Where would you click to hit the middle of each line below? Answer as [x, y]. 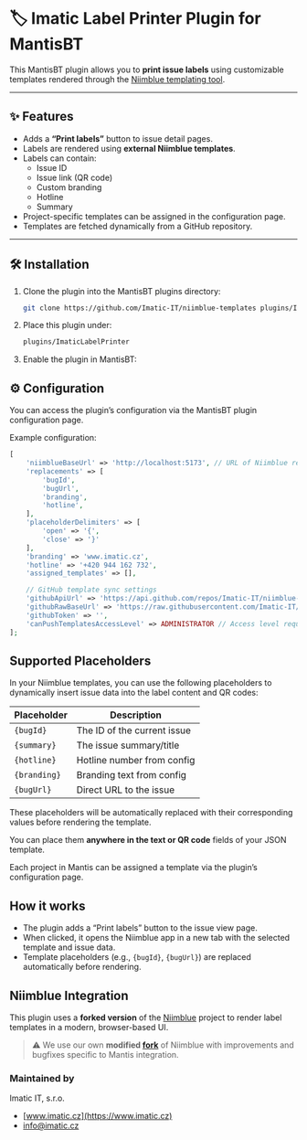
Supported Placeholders [80, 661]
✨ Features [42, 117]
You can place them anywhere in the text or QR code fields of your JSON [148, 840]
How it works [48, 906]
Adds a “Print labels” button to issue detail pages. [117, 138]
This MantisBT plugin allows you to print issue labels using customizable [147, 69]
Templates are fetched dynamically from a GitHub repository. [138, 226]
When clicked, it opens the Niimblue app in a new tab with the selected [156, 938]
